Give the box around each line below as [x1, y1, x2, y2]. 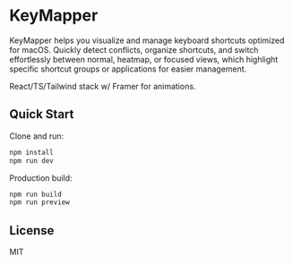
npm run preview [9, 198, 70, 207]
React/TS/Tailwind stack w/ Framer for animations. [9, 81, 196, 91]
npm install [9, 148, 54, 157]
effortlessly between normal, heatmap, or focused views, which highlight [9, 54, 279, 64]
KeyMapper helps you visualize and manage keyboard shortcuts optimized [9, 35, 285, 46]
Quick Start [9, 106, 74, 122]
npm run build [9, 190, 63, 199]
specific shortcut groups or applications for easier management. [9, 64, 247, 74]
